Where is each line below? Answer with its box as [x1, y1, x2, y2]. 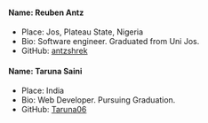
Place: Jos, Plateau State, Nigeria [20, 27, 144, 37]
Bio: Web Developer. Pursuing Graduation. [20, 95, 176, 105]
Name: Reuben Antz [8, 7, 84, 18]
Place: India [20, 85, 64, 96]
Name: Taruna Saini [8, 65, 83, 76]
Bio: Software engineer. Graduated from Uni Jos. [20, 36, 200, 47]
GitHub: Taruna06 [20, 104, 87, 115]
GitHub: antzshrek [20, 45, 88, 57]
